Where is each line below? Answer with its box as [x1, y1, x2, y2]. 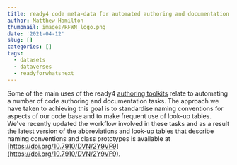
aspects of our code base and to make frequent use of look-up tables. [7, 111, 212, 120]
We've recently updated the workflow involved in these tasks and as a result [7, 119, 230, 127]
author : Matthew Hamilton [7, 17, 83, 24]
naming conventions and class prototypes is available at [7, 134, 171, 142]
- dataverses [13, 63, 52, 70]
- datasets [13, 57, 46, 64]
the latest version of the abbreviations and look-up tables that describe [7, 127, 214, 135]
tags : [7, 50, 23, 57]
